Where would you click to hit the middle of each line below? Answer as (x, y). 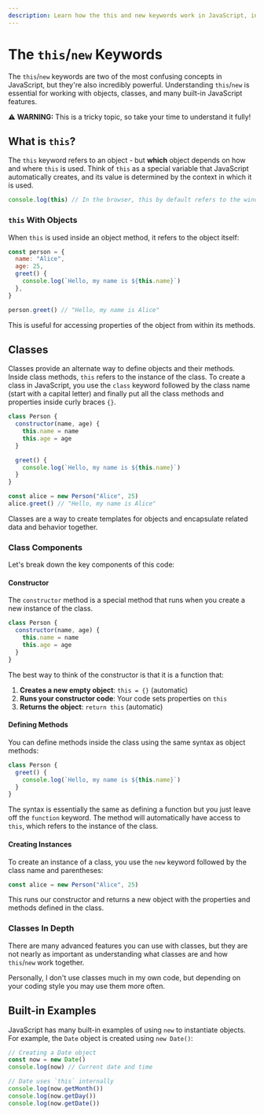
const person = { (37, 252)
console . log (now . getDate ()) (54, 1103)
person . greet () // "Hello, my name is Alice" (84, 310)
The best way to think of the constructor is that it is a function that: (116, 675)
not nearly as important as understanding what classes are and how (118, 953)
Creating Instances (40, 844)
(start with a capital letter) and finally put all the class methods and (116, 394)
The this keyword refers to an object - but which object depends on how (127, 160)
